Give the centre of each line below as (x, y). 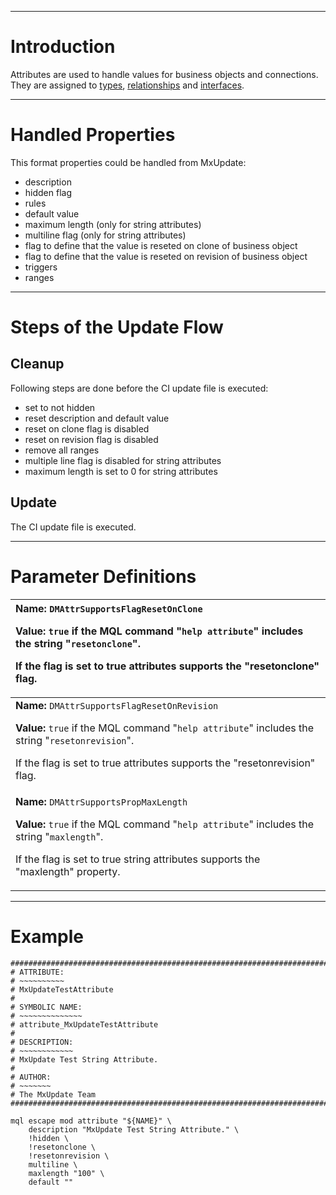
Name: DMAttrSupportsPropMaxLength (101, 801)
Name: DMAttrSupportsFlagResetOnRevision (117, 705)
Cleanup (37, 364)
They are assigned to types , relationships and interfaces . (127, 85)
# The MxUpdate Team (53, 1094)
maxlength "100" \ (66, 1173)
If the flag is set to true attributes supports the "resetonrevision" (165, 763)
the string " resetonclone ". (78, 643)
